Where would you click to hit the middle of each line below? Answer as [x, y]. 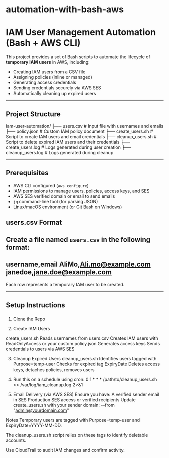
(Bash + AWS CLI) [43, 43]
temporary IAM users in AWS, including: [48, 62]
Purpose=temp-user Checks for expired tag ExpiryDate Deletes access [86, 364]
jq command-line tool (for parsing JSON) [55, 201]
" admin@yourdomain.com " [41, 410]
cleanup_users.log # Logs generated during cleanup [60, 152]
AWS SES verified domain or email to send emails [64, 196]
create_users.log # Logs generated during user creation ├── [69, 147]
